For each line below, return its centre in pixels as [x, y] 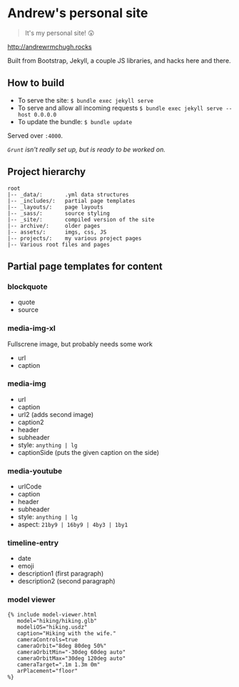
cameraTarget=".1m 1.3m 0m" [59, 665]
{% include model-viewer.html [52, 615]
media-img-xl [31, 329]
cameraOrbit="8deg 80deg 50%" [62, 646]
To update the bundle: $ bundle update [75, 121]
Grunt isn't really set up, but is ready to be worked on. [87, 149]
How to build [36, 83]
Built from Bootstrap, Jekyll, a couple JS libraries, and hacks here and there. [119, 60]
